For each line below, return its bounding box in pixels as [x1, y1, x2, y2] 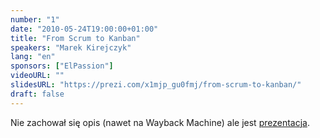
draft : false [10, 89, 65, 99]
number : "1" [10, 14, 60, 25]
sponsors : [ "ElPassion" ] [10, 61, 114, 71]
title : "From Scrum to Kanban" [10, 33, 141, 43]
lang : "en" [10, 52, 56, 62]
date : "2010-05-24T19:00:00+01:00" [10, 24, 159, 34]
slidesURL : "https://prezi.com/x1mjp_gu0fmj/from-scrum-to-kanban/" [10, 80, 302, 90]
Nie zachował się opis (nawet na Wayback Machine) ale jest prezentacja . [10, 116, 310, 128]
